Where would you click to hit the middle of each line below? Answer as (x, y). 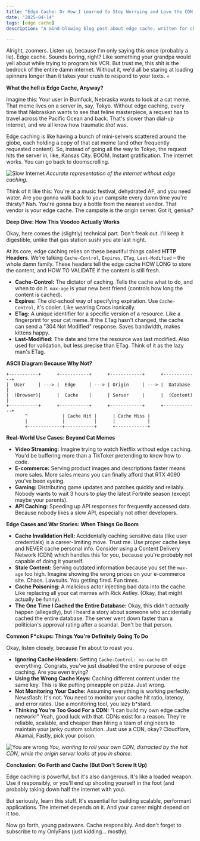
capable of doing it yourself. (49, 561)
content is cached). (38, 295)
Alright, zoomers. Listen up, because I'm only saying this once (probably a (97, 51)
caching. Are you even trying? (51, 672)
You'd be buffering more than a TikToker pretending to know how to (98, 456)
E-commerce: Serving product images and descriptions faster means (100, 468)
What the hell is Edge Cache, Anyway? (55, 88)
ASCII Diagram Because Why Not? (49, 363)
